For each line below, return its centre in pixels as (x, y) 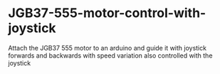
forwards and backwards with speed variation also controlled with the (110, 55)
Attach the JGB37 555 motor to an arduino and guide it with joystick (108, 48)
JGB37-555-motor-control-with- (107, 13)
